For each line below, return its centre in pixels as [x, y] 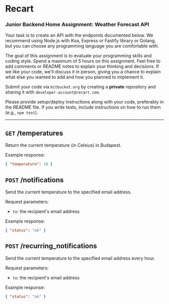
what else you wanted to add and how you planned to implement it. [75, 77]
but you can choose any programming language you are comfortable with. [82, 46]
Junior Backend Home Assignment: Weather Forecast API [77, 25]
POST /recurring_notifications [51, 246]
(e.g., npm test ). [22, 113]
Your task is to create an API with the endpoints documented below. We [79, 35]
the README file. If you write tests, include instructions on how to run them [83, 107]
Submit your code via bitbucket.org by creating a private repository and [80, 87]
